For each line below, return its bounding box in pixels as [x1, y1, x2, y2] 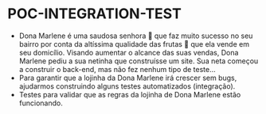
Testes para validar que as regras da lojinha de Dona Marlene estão [18, 89, 241, 99]
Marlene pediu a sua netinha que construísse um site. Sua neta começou [18, 56, 259, 66]
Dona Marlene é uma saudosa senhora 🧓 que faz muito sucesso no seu [18, 31, 253, 40]
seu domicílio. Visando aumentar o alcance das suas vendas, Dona [18, 47, 239, 57]
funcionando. [18, 98, 63, 108]
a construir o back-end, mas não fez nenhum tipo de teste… [18, 64, 216, 74]
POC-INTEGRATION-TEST [7, 5, 182, 23]
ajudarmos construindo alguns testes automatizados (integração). [18, 81, 236, 91]
